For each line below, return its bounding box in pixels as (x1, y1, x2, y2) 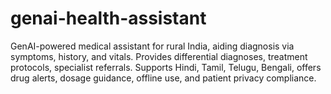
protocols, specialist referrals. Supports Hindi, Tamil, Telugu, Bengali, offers (10, 61, 322, 73)
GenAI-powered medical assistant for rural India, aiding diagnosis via (10, 40, 295, 52)
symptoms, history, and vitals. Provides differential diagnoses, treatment (10, 50, 308, 62)
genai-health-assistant (10, 7, 207, 30)
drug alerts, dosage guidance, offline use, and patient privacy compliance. (10, 72, 317, 84)
